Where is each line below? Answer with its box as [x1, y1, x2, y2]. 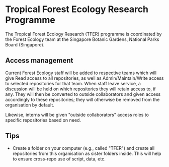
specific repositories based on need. [5, 117, 81, 123]
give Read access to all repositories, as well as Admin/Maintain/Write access [5, 75, 164, 81]
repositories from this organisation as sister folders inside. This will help [12, 150, 161, 156]
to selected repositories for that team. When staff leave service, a [5, 80, 141, 86]
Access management [5, 57, 73, 65]
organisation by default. [5, 102, 54, 108]
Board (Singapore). [5, 41, 45, 47]
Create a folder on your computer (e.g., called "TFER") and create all [12, 145, 155, 151]
